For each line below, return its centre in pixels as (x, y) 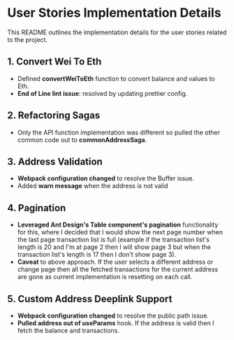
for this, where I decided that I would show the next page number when (120, 232)
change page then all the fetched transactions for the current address (118, 269)
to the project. (27, 39)
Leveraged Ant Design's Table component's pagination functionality (118, 225)
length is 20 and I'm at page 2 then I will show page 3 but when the (114, 247)
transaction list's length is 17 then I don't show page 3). (97, 255)
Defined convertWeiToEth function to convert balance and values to (116, 78)
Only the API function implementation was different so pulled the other (118, 132)
